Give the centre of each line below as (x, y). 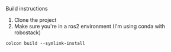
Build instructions (27, 9)
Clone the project (35, 20)
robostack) (27, 32)
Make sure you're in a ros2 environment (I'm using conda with (90, 26)
